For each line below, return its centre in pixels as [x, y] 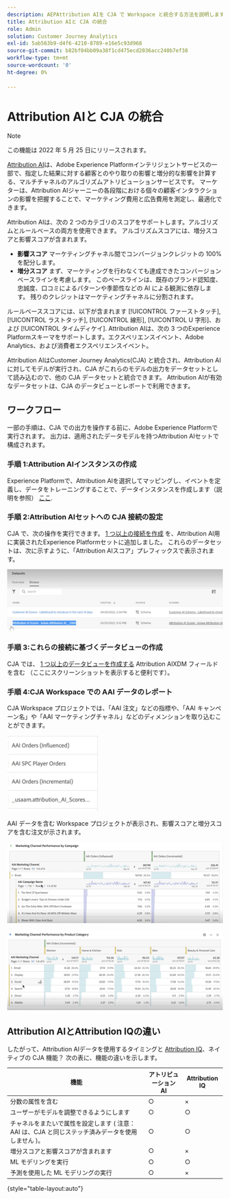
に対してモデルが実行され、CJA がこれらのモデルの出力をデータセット [107, 369]
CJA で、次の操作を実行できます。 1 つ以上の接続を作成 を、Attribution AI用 [114, 533]
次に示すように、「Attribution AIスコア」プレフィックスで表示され [117, 550]
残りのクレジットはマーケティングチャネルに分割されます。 [114, 297]
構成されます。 [28, 445]
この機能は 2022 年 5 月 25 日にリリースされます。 [79, 150]
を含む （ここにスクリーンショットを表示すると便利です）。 [90, 672]
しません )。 [27, 1140]
